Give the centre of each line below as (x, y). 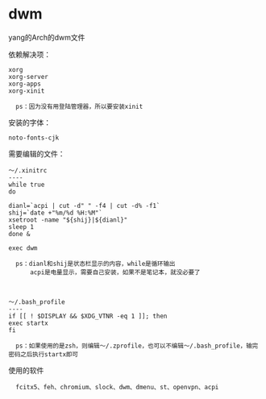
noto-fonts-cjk (34, 138)
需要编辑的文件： (37, 153)
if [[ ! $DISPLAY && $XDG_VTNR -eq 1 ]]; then (88, 316)
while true (27, 185)
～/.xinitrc (28, 170)
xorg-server (28, 77)
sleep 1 (21, 227)
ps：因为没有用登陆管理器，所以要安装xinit (79, 106)
